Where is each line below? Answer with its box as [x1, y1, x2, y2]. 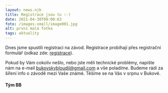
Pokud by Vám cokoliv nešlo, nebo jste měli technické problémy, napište [5, 60, 155, 65]
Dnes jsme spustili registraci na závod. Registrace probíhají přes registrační [5, 45, 161, 50]
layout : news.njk [5, 7, 42, 13]
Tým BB [5, 81, 22, 88]
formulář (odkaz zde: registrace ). [5, 50, 74, 56]
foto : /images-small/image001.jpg [5, 21, 78, 27]
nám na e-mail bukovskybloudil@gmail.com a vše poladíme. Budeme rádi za [5, 65, 163, 71]
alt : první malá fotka [5, 26, 53, 31]
